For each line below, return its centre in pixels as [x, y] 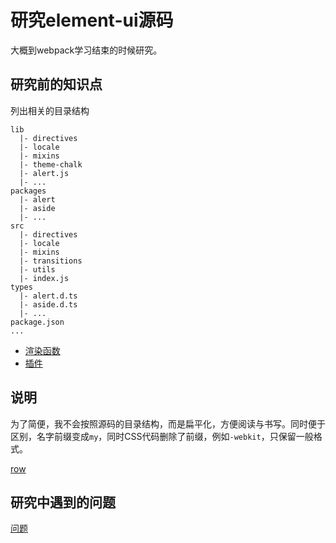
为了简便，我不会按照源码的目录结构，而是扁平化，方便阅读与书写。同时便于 [168, 423]
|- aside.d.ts [48, 304]
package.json [37, 322]
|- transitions [51, 261]
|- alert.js [44, 173]
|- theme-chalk [51, 164]
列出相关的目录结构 [50, 110]
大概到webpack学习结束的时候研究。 [86, 50]
